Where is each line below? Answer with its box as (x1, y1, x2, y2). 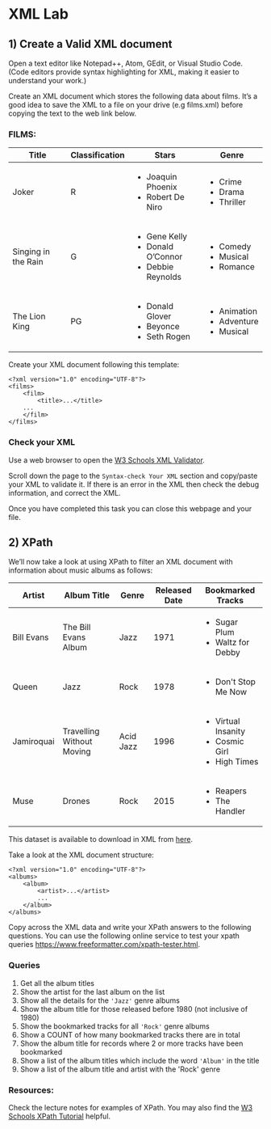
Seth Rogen (146, 331, 191, 342)
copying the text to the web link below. (8, 108, 137, 118)
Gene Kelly (146, 231, 188, 243)
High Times (215, 756, 259, 767)
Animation (219, 306, 258, 317)
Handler (215, 806, 246, 817)
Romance (219, 261, 256, 273)
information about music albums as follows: (8, 565, 153, 575)
